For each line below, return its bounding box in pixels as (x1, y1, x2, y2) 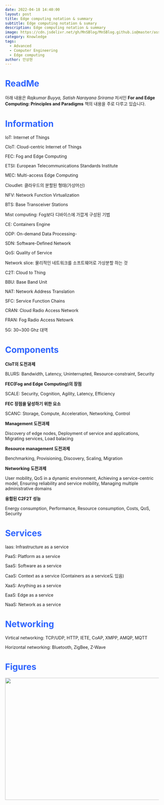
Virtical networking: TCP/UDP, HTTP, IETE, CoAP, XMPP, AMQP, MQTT (5, 635, 148, 640)
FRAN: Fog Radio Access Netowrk (5, 317, 74, 323)
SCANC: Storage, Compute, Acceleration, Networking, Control (5, 411, 130, 416)
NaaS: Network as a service (5, 601, 61, 607)
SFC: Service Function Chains (5, 298, 65, 304)
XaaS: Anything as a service (5, 583, 61, 588)
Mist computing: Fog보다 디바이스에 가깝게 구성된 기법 (5, 212, 110, 218)
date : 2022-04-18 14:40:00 (5, 7, 60, 12)
